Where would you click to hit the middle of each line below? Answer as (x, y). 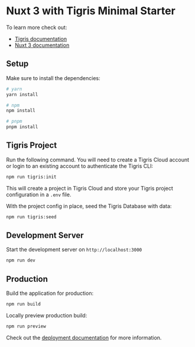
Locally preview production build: (47, 315)
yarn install (22, 94)
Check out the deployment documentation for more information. (84, 338)
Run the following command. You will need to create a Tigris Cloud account (98, 160)
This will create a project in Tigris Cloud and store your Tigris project (90, 188)
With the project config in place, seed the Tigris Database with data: (89, 206)
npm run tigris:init (32, 177)
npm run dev (21, 260)
